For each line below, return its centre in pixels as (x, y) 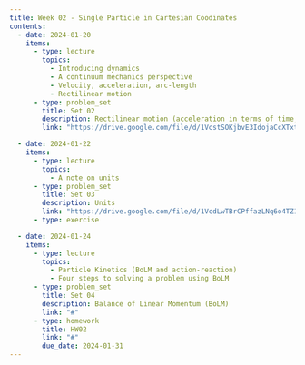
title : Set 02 (69, 111)
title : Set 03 (69, 195)
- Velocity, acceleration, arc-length (123, 85)
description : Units (79, 203)
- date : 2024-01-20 (54, 35)
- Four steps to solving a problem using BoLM (139, 279)
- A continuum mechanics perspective (121, 77)
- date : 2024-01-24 (54, 236)
